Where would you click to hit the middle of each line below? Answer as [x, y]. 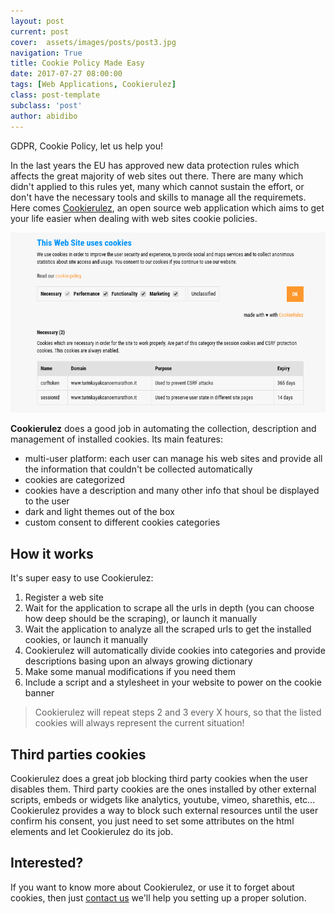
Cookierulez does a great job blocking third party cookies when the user [159, 779]
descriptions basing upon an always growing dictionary [138, 661]
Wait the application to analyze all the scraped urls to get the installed [168, 629]
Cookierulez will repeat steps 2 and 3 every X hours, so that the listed [178, 712]
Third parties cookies [78, 754]
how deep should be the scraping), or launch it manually [141, 619]
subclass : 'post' [46, 105]
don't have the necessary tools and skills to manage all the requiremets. [158, 197]
